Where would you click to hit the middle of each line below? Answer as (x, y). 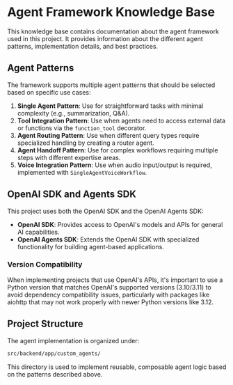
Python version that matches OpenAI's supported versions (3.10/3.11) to (109, 287)
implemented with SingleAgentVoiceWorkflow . (82, 172)
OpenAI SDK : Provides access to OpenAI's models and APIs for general (120, 224)
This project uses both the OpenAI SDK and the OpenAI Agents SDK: (105, 211)
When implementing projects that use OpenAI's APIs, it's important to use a (115, 280)
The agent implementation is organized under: (73, 340)
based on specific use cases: (49, 92)
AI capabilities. (39, 232)
